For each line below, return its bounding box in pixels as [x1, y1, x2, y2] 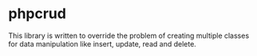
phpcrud [8, 5, 66, 23]
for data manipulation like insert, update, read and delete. [8, 39, 197, 48]
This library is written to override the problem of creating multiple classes [8, 31, 250, 40]
